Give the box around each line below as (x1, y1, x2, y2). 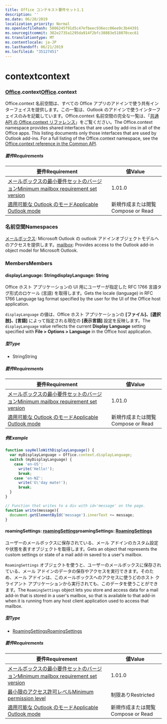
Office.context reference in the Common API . (5, 140, 97, 146)
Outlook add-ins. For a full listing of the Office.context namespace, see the (5, 135, 158, 141)
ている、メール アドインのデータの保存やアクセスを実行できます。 (5, 568, 141, 574)
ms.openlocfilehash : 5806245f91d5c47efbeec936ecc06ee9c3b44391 (5, 26, 139, 31)
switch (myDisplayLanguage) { (9, 457, 72, 462)
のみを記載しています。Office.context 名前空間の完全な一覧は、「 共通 (18, 113, 159, 119)
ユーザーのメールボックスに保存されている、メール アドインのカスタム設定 (5, 540, 159, 546)
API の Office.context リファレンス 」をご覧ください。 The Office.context (5, 119, 153, 125)
